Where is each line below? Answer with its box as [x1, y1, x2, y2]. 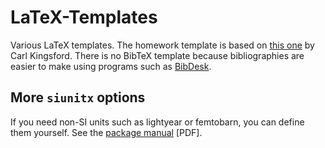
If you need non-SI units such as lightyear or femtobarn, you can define [10, 116, 305, 128]
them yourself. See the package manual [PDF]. [10, 126, 203, 138]
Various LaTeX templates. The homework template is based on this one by [10, 39, 315, 51]
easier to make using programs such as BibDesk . [10, 60, 212, 72]
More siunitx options [10, 89, 146, 106]
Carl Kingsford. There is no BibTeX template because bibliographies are [10, 49, 305, 61]
